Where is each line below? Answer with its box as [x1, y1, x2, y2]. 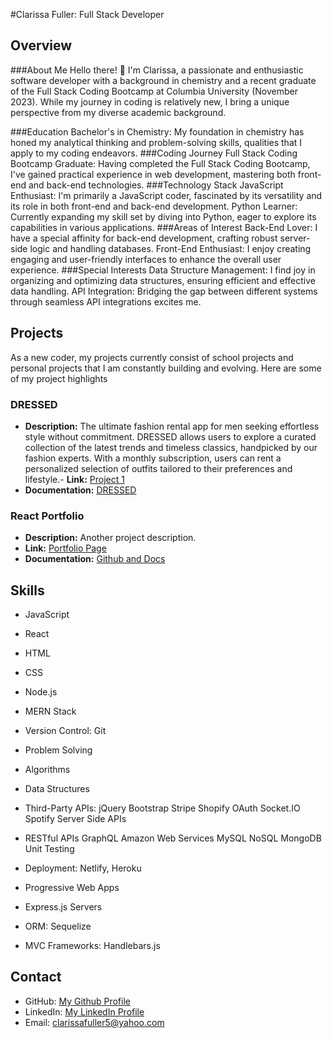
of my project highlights [10, 372, 108, 384]
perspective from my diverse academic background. [10, 106, 227, 118]
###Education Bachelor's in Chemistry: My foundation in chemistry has [10, 125, 305, 138]
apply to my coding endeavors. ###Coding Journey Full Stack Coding [10, 147, 298, 159]
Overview [10, 37, 73, 54]
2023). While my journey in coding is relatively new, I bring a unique [10, 95, 290, 108]
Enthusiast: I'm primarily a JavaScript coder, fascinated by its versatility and [10, 189, 323, 201]
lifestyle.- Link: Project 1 [24, 473, 125, 485]
